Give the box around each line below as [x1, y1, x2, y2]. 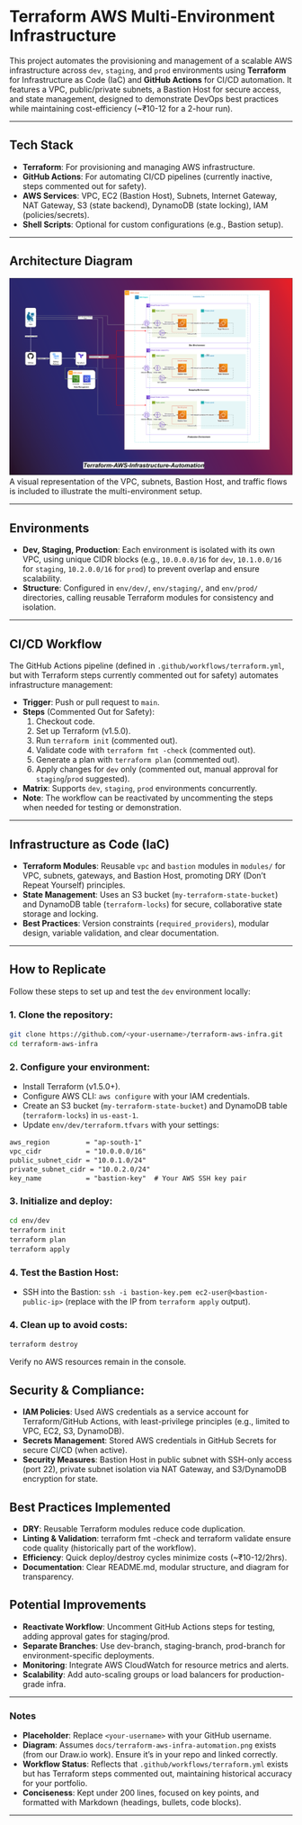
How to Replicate [9, 962, 106, 978]
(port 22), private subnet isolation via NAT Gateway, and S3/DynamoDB [22, 1464, 288, 1475]
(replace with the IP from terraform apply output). [65, 1296, 251, 1307]
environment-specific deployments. [22, 1649, 155, 1660]
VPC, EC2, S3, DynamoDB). [22, 1425, 125, 1437]
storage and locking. [22, 908, 99, 919]
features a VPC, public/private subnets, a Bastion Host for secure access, [9, 84, 281, 95]
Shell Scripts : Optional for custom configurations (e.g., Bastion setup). [22, 219, 284, 230]
